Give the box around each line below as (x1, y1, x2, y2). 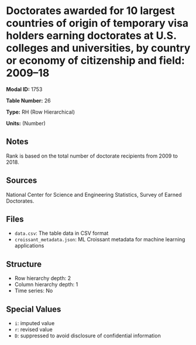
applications (14, 242, 44, 250)
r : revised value (14, 326, 53, 333)
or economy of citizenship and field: (6, 54, 185, 67)
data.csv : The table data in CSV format (14, 230, 109, 237)
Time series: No (14, 287, 53, 294)
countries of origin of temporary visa (6, 16, 189, 30)
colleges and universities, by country (6, 42, 191, 55)
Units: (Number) (6, 119, 46, 127)
